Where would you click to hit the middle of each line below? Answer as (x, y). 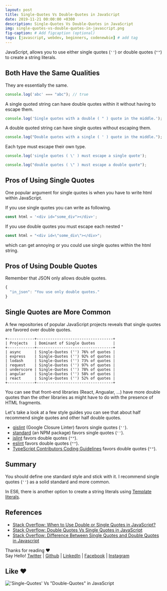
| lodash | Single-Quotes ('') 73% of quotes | (60, 361)
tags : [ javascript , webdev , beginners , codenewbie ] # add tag (71, 38)
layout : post (19, 10)
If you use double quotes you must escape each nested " (64, 226)
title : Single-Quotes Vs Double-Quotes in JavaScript (63, 15)
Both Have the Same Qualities (53, 73)
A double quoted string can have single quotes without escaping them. (78, 128)
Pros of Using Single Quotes (50, 181)
